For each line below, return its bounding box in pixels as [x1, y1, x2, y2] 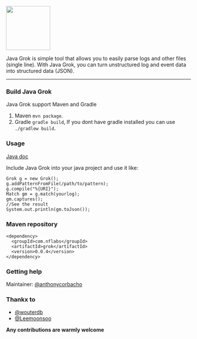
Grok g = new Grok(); [6, 176, 59, 182]
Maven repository [6, 220, 58, 228]
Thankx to [6, 296, 36, 304]
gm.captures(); [6, 196, 43, 202]
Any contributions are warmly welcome [6, 326, 104, 334]
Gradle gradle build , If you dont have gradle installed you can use [14, 119, 175, 126]
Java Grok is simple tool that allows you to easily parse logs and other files [6, 55, 186, 62]
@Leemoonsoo [14, 315, 52, 322]
